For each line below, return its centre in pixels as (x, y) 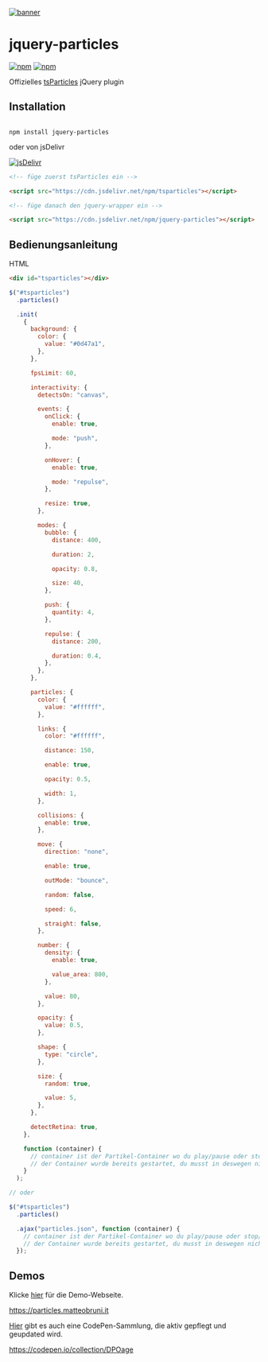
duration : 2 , (73, 554)
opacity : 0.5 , (68, 779)
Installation (37, 107)
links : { (52, 729)
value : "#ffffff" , (75, 707)
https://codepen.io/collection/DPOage (71, 1350)
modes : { (52, 526)
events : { (54, 409)
